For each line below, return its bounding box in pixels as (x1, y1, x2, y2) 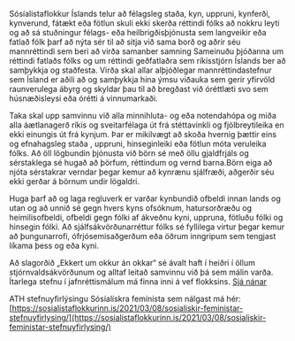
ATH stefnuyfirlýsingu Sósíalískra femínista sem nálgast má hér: (9, 293, 241, 304)
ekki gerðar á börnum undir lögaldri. (9, 176, 140, 186)
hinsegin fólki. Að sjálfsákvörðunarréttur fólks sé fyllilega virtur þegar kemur (9, 221, 285, 232)
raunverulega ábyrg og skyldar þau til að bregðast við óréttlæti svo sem (9, 84, 269, 94)
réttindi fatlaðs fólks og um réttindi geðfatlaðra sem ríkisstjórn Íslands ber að (9, 56, 286, 66)
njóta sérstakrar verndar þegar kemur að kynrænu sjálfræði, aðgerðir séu (9, 167, 275, 177)
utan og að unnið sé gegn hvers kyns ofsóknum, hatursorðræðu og (9, 203, 253, 213)
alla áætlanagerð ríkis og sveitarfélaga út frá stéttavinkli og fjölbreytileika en (9, 120, 284, 130)
